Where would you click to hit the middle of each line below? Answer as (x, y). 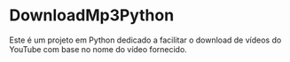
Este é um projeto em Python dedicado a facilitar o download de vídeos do (145, 40)
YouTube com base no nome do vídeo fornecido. (98, 49)
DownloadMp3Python (92, 15)
